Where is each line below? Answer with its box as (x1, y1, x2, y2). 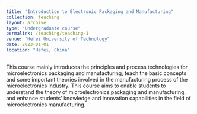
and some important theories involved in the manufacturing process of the (6, 76, 188, 83)
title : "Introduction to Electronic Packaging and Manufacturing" (6, 8, 174, 15)
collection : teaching (6, 14, 60, 20)
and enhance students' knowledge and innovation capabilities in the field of (6, 95, 191, 102)
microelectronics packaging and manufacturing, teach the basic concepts (6, 69, 187, 77)
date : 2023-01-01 (6, 42, 49, 48)
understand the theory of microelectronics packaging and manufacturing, (6, 88, 186, 95)
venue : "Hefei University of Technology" (6, 36, 110, 42)
